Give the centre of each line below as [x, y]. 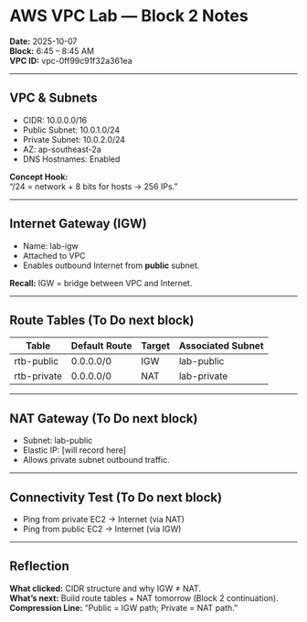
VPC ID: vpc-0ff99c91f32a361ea [71, 60]
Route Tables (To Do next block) [102, 320]
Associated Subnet [221, 346]
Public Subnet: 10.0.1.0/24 [71, 130]
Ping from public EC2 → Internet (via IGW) [102, 529]
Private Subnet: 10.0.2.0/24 [74, 139]
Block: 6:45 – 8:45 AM [52, 50]
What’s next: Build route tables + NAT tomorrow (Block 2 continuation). [144, 598]
